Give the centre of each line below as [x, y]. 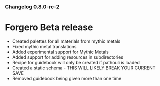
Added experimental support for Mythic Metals [60, 52]
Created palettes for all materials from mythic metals [66, 41]
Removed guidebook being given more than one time [67, 78]
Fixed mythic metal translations [44, 46]
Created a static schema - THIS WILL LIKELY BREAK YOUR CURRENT [84, 68]
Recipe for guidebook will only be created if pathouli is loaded [76, 62]
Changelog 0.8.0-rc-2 [32, 7]
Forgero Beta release [49, 28]
